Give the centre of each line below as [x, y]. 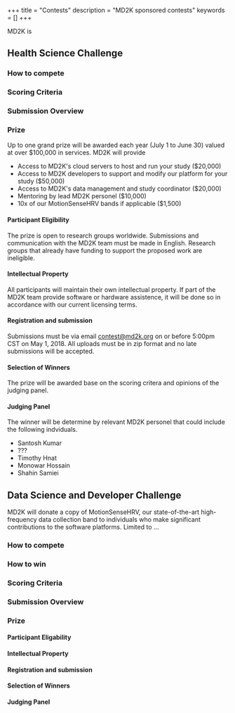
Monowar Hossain [43, 465]
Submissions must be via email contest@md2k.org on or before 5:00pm [111, 336]
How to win [27, 564]
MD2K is [20, 31]
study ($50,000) [41, 181]
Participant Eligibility [38, 220]
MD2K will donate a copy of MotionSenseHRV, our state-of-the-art [103, 512]
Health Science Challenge [65, 53]
